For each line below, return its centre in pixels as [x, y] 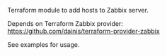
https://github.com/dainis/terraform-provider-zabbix [84, 31]
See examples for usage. [44, 44]
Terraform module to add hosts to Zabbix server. [78, 10]
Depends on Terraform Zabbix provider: [65, 23]
